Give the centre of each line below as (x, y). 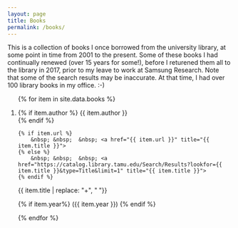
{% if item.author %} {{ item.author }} (73, 113)
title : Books (27, 21)
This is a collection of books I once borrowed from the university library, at (117, 48)
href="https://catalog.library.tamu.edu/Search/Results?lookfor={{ (120, 165)
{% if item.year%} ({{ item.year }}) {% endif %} (87, 204)
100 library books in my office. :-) (56, 85)
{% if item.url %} (45, 134)
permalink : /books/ (36, 27)
